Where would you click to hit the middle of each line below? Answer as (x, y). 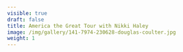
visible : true (27, 13)
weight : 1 (21, 38)
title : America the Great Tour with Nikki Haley (78, 26)
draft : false (26, 20)
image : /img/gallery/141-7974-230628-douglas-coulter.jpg (91, 32)
